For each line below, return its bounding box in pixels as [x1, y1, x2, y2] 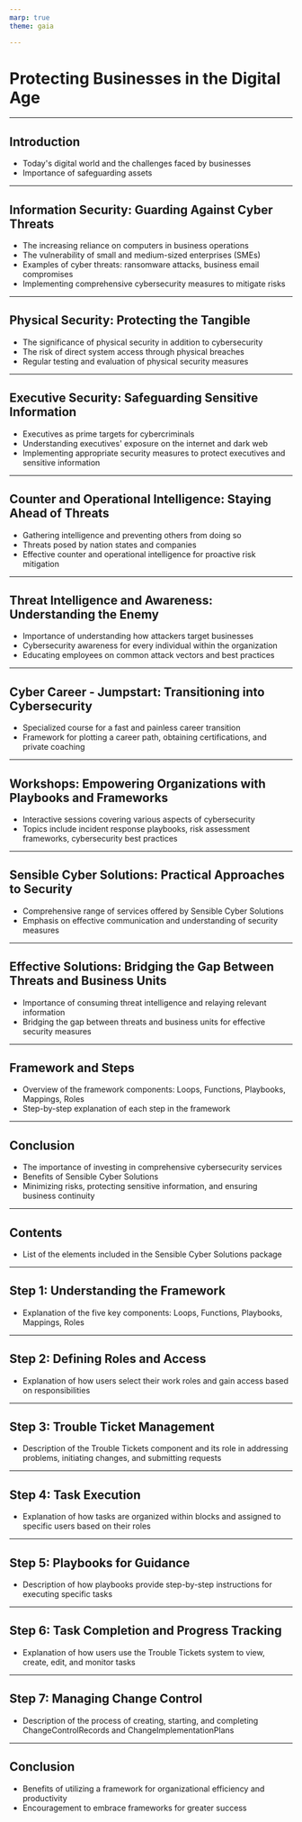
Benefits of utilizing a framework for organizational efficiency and [22, 1783, 265, 1794]
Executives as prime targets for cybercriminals [22, 428, 195, 439]
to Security [9, 881, 74, 897]
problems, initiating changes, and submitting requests [22, 1453, 222, 1464]
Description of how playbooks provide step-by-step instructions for [22, 1579, 272, 1590]
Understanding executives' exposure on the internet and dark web [22, 437, 268, 448]
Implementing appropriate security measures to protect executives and [22, 447, 286, 458]
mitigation [22, 558, 60, 569]
